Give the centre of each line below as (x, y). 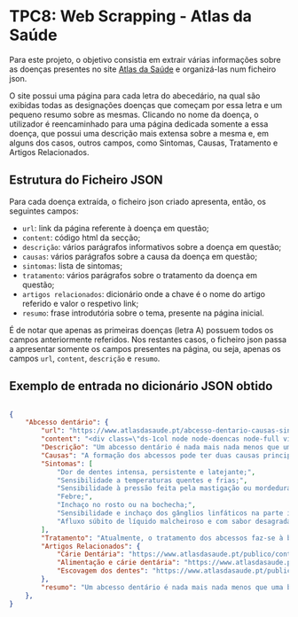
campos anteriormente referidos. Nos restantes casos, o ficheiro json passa (148, 340)
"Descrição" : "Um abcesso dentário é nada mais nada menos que (160, 448)
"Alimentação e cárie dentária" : (118, 563)
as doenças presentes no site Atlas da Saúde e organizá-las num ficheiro (143, 69)
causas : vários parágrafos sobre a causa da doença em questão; (140, 256)
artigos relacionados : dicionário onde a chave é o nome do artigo (144, 293)
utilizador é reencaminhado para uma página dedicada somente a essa (139, 124)
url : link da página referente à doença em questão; (116, 228)
